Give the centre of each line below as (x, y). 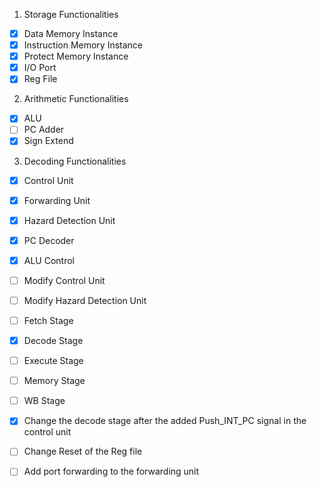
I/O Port (40, 68)
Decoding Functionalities (75, 161)
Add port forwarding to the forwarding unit (111, 471)
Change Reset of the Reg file (83, 451)
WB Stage (44, 401)
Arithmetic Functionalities (76, 99)
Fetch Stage (48, 320)
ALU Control (49, 260)
